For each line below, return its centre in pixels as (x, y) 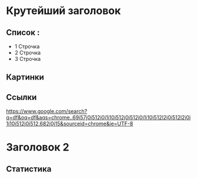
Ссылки (21, 97)
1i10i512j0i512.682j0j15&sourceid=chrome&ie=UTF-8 (70, 124)
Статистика (29, 169)
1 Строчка (27, 46)
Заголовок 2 (38, 147)
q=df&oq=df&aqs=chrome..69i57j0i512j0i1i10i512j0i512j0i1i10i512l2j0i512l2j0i (98, 118)
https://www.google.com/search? (47, 111)
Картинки (25, 77)
